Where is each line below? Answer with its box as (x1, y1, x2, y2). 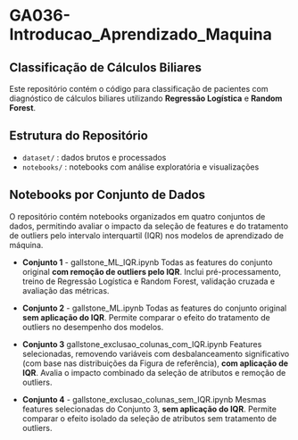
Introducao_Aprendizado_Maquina (9, 24, 272, 45)
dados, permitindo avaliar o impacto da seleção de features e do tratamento (9, 220, 288, 231)
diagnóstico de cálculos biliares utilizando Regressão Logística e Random (9, 93, 283, 104)
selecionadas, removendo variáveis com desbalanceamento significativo (21, 348, 290, 359)
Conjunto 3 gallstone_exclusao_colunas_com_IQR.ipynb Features (21, 338, 262, 349)
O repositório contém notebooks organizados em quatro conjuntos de (9, 211, 266, 221)
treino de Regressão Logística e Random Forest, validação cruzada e (21, 276, 276, 286)
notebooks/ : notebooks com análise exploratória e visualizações (21, 162, 260, 172)
